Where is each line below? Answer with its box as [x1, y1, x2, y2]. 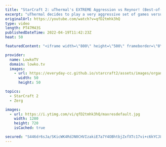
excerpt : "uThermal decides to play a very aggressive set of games [5, 12, 149, 17]
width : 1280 [14, 116, 39, 121]
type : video [5, 21, 30, 26]
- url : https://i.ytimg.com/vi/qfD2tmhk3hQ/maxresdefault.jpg [9, 111, 140, 116]
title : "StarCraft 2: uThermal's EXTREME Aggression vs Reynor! [5, 7, 140, 12]
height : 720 [14, 121, 39, 126]
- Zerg [9, 98, 23, 103]
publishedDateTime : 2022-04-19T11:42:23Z [5, 30, 92, 35]
